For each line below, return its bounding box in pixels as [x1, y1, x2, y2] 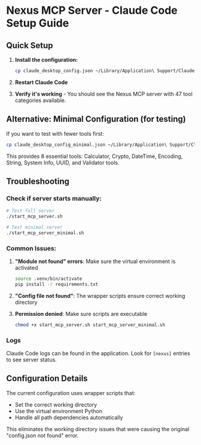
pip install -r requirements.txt [14, 281, 99, 287]
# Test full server [6, 208, 55, 214]
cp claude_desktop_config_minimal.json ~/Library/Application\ [6, 142, 167, 148]
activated [14, 264, 38, 271]
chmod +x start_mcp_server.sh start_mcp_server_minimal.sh [14, 322, 166, 328]
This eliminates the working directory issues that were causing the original [6, 425, 190, 432]
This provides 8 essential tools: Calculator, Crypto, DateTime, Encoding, [6, 153, 183, 160]
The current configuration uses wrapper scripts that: [6, 389, 136, 396]
